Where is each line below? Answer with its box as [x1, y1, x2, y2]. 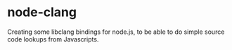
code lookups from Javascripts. [7, 35, 99, 43]
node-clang [7, 4, 77, 20]
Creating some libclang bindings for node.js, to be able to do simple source [7, 27, 225, 36]
